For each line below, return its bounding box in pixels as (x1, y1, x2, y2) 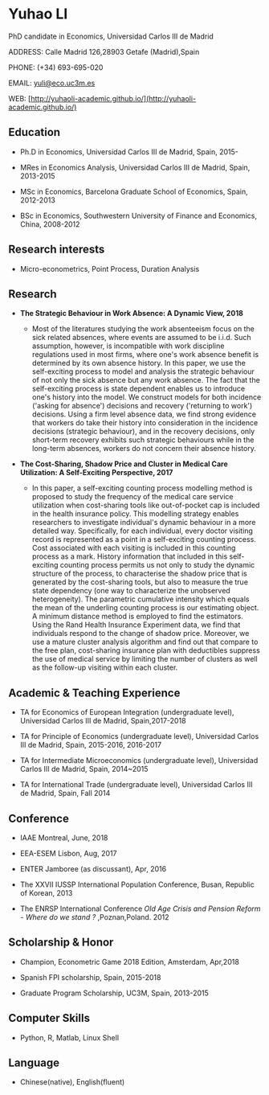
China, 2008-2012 (19, 219, 80, 229)
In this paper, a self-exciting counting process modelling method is (31, 483, 253, 493)
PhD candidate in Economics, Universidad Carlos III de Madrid (8, 31, 214, 41)
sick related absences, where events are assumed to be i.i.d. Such (31, 333, 251, 342)
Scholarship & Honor (8, 936, 114, 949)
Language (8, 1056, 60, 1070)
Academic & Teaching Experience (8, 686, 181, 699)
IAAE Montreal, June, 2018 (19, 833, 108, 843)
